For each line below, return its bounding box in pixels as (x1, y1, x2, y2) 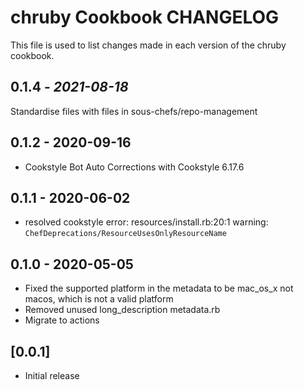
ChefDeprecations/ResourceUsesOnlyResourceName (24, 229, 227, 239)
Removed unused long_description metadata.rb (24, 304, 221, 316)
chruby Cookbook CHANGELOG (10, 6, 280, 29)
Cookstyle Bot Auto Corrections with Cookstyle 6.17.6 (24, 161, 245, 173)
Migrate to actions (24, 314, 100, 326)
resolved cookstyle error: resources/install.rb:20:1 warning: (24, 216, 269, 228)
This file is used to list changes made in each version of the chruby (10, 39, 287, 51)
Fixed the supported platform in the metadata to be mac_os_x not (24, 282, 294, 295)
